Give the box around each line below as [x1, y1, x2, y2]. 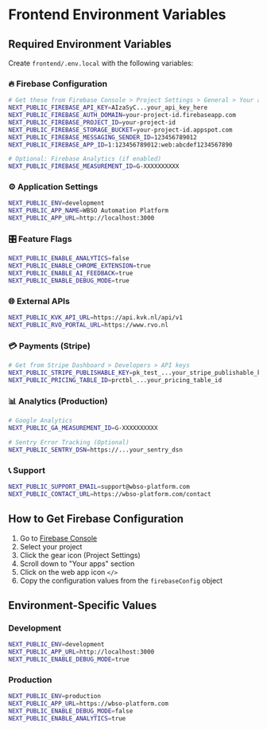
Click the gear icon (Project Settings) [19, 550, 141, 560]
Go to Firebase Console [19, 533, 98, 543]
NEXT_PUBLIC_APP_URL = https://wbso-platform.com [8, 700, 169, 708]
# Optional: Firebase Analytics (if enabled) [8, 155, 161, 163]
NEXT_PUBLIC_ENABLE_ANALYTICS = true [8, 714, 126, 722]
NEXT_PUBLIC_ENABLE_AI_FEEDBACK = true [8, 269, 133, 278]
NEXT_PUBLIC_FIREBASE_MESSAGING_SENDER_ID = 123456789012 [8, 133, 197, 141]
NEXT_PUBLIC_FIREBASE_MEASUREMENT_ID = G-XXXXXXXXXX [8, 162, 180, 170]
